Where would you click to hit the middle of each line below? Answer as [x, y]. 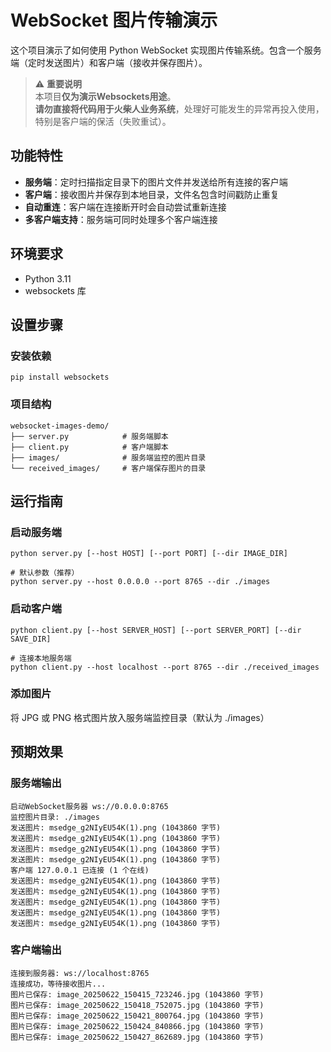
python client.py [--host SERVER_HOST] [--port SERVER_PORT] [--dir [156, 630]
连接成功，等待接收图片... [58, 984]
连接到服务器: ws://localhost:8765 [80, 973]
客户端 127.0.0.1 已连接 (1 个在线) [80, 870]
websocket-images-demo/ [60, 426]
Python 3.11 [48, 278]
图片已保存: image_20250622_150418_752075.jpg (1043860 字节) [137, 1005]
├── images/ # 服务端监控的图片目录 [108, 457]
